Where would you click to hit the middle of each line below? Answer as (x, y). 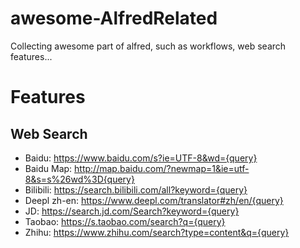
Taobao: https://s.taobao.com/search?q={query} (125, 221)
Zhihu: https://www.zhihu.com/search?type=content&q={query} (157, 232)
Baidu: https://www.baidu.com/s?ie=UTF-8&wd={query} (141, 158)
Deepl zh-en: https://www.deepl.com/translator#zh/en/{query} (154, 200)
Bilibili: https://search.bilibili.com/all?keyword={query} (136, 189)
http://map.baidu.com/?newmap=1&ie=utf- (162, 168)
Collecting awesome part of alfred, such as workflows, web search (148, 46)
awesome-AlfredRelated (114, 18)
